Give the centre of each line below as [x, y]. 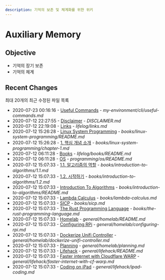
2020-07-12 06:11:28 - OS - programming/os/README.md [72, 159]
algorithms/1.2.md [31, 182]
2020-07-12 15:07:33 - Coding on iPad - [53, 267]
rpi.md [19, 230]
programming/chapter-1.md [41, 148]
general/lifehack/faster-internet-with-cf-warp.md [63, 262]
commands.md [28, 116]
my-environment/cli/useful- [131, 110]
